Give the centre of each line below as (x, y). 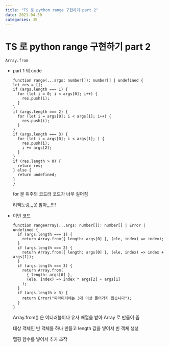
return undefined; (37, 175)
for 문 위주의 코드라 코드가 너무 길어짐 (50, 194)
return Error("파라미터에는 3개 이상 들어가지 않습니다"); (77, 298)
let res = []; (28, 85)
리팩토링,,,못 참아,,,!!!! (34, 205)
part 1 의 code (27, 71)
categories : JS (21, 20)
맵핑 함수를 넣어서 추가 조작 (40, 339)
